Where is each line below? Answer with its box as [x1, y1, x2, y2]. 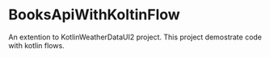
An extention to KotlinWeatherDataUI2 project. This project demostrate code [8, 32, 263, 42]
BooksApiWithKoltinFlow [8, 6, 180, 24]
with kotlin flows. [8, 40, 65, 50]
